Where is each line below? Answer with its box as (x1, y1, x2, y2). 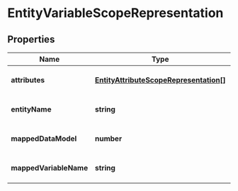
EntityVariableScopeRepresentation (7, 5, 224, 21)
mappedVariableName (11, 163, 89, 173)
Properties (7, 33, 55, 45)
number (94, 133, 123, 143)
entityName (11, 104, 52, 114)
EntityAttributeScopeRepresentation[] (94, 75, 226, 84)
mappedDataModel (11, 133, 77, 143)
